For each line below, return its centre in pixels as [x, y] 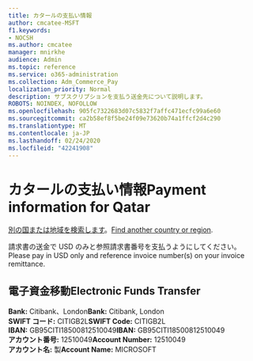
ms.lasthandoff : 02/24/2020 [55, 141]
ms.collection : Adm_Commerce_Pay [63, 82]
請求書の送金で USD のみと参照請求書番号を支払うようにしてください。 [125, 247]
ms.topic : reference [42, 67]
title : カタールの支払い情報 [50, 15]
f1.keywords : [30, 30]
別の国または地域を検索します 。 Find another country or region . [111, 230]
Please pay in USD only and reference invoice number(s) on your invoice [126, 256]
